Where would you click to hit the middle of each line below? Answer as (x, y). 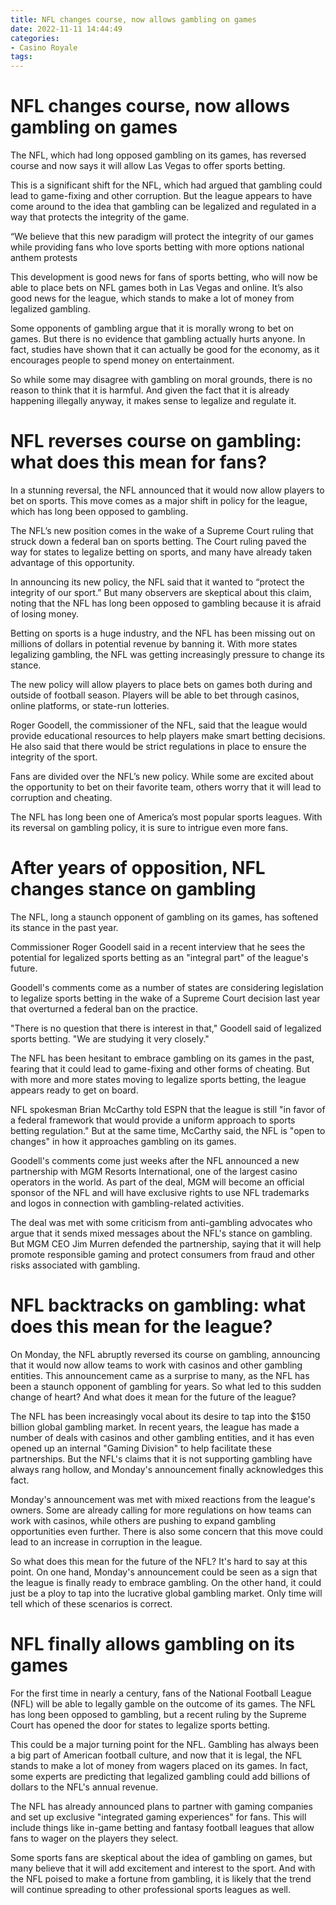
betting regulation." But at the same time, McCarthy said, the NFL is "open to (168, 1130)
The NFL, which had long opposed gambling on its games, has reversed (158, 155)
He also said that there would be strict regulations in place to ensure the (158, 746)
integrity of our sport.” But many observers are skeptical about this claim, (161, 592)
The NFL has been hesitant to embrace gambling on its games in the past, (162, 1058)
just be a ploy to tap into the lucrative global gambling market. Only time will (166, 1593)
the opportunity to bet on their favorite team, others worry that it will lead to (166, 787)
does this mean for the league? (141, 1327)
